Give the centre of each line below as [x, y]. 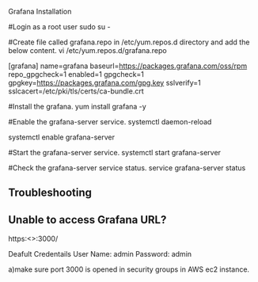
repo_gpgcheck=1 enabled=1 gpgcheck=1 [76, 74]
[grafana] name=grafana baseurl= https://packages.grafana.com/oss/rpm [128, 66]
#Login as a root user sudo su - [59, 27]
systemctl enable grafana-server [61, 137]
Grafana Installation [40, 11]
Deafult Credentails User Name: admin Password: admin [100, 254]
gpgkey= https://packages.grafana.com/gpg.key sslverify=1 [104, 83]
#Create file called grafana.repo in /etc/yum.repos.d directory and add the [129, 42]
